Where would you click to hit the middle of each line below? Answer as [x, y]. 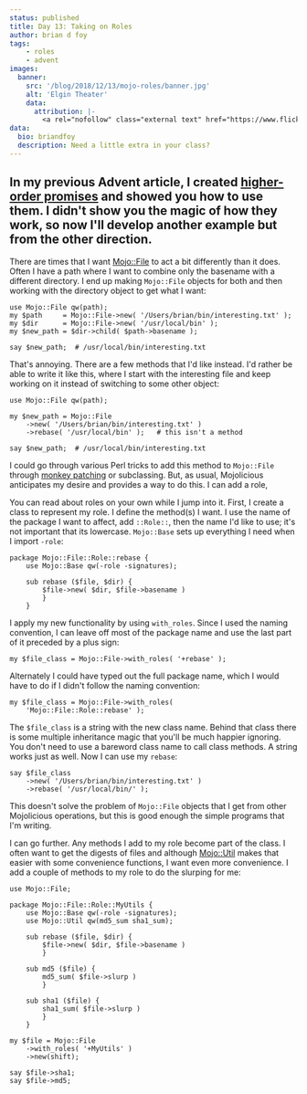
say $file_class [40, 773]
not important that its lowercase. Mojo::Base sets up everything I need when [152, 531]
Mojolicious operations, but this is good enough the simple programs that [147, 815]
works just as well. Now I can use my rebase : [94, 756]
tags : [20, 43]
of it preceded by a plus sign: [64, 642]
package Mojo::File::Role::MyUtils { [81, 905]
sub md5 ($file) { [61, 969]
